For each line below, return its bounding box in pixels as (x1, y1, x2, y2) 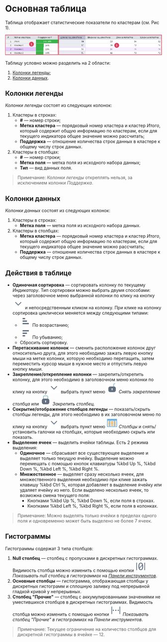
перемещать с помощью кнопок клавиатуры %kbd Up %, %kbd (19, 461, 156, 467)
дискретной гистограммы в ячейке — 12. (17, 631, 105, 638)
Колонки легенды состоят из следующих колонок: (5, 103, 112, 109)
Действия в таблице (5, 268, 72, 277)
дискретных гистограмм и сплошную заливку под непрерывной (12, 583, 150, 589)
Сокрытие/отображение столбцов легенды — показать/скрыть (12, 406, 151, 412)
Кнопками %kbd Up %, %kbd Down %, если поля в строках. (27, 498, 155, 504)
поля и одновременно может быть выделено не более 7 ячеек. (17, 518, 153, 524)
